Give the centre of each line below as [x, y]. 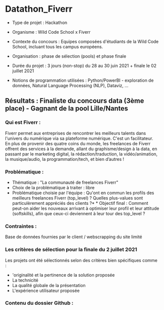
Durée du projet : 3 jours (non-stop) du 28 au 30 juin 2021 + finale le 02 [84, 66]
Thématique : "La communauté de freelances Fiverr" [65, 182]
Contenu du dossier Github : [39, 303]
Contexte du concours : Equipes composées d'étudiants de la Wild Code [85, 41]
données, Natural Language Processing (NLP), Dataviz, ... [70, 85]
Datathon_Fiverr [39, 9]
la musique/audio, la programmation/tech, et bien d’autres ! [65, 159]
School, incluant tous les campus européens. [58, 46]
